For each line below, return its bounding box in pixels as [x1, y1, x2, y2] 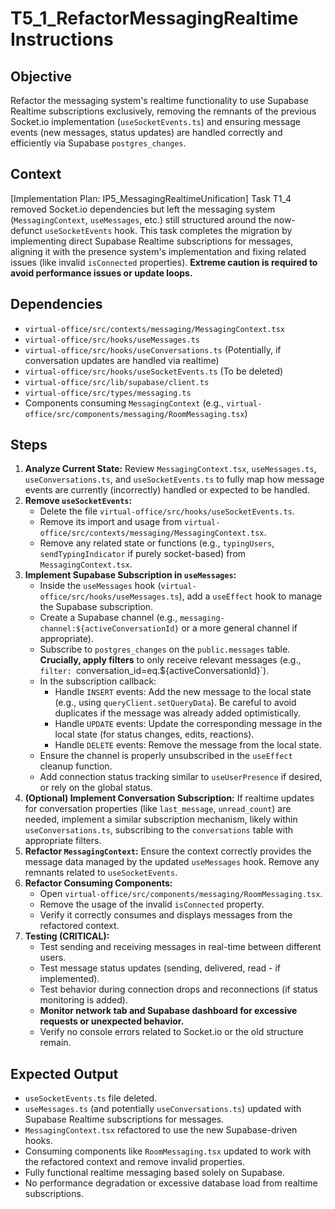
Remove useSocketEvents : [24, 495, 133, 507]
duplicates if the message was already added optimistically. [54, 707, 302, 719]
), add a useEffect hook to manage [178, 590, 323, 602]
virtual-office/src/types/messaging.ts [24, 388, 192, 398]
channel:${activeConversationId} [39, 624, 180, 634]
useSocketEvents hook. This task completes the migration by [44, 224, 293, 236]
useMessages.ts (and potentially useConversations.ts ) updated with [24, 1103, 302, 1115]
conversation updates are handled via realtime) [24, 354, 220, 366]
